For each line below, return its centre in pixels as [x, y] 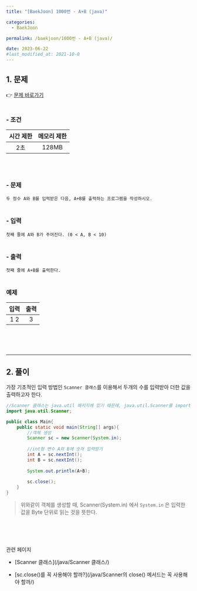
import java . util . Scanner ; [39, 411]
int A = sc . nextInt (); [55, 455]
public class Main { [30, 422]
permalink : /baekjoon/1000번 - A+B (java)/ [60, 38]
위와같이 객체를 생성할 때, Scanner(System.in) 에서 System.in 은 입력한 [103, 505]
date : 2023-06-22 [27, 49]
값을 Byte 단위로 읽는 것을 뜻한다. [59, 512]
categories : [21, 22]
